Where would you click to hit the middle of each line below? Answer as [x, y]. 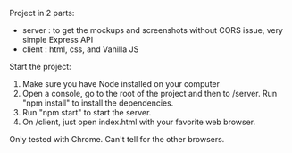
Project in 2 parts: [42, 13]
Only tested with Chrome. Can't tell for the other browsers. [117, 139]
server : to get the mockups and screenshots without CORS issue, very [153, 30]
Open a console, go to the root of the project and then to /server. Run [150, 93]
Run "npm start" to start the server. [87, 112]
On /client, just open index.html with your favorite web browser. [139, 122]
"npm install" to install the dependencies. [98, 103]
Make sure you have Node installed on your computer [121, 84]
